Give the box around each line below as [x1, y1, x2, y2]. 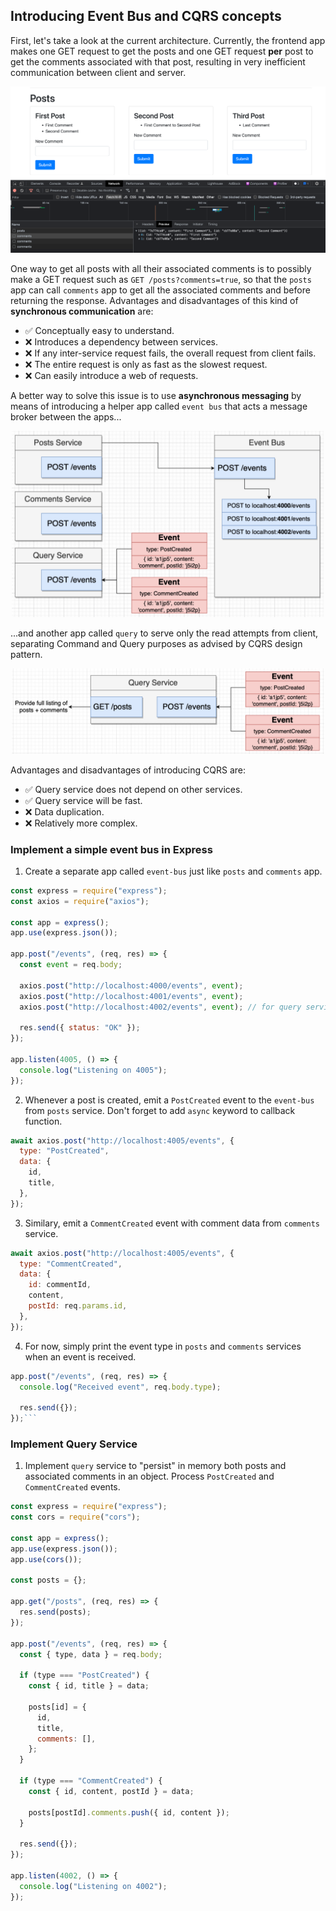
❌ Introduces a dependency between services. [24, 336, 218, 348]
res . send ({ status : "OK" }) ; [19, 1023, 141, 1033]
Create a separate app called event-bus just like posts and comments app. [24, 865, 323, 877]
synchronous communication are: [10, 305, 154, 318]
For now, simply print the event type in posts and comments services [24, 1340, 302, 1352]
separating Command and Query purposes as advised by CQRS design [10, 637, 303, 649]
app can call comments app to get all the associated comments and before [10, 284, 311, 296]
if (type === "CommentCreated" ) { [19, 1776, 163, 1786]
